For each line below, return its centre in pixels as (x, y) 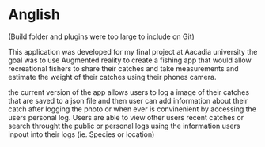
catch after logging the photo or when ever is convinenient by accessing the (132, 109)
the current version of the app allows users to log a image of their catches (129, 92)
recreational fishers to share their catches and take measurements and (123, 68)
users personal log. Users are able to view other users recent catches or (126, 117)
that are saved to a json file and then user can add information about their (128, 100)
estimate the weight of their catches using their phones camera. (112, 77)
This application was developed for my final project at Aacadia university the (133, 51)
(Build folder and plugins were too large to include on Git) (102, 36)
